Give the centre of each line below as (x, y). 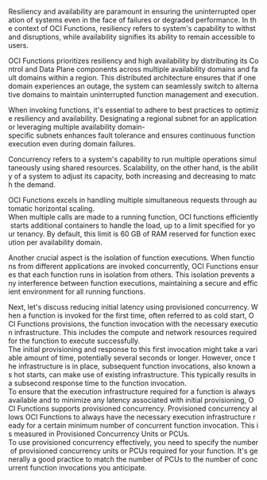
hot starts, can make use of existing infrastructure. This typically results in (135, 375)
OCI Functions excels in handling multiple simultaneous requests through (128, 200)
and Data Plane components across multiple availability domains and (137, 69)
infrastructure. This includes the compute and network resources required (135, 332)
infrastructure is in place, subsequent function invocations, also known (134, 366)
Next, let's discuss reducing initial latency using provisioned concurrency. (129, 307)
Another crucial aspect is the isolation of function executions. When (119, 258)
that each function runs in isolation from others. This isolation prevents (133, 275)
